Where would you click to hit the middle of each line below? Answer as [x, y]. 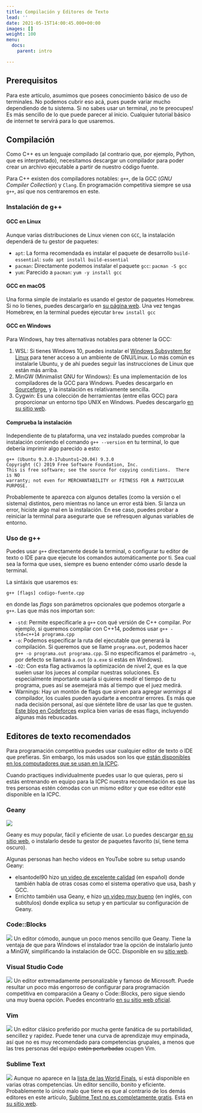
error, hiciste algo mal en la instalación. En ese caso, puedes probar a [92, 510]
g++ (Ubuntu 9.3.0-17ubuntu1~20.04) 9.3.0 [60, 460]
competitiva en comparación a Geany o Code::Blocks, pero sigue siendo [96, 994]
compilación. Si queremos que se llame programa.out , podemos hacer [101, 647]
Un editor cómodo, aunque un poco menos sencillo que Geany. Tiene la [102, 938]
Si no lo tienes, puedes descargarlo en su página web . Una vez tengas [93, 305]
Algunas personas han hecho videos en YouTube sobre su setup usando [96, 859]
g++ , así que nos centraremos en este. [53, 192]
